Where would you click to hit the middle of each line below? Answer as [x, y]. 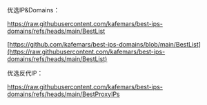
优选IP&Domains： [33, 10]
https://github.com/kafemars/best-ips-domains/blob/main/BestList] [105, 44]
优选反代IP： [25, 73]
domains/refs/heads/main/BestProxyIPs [63, 94]
